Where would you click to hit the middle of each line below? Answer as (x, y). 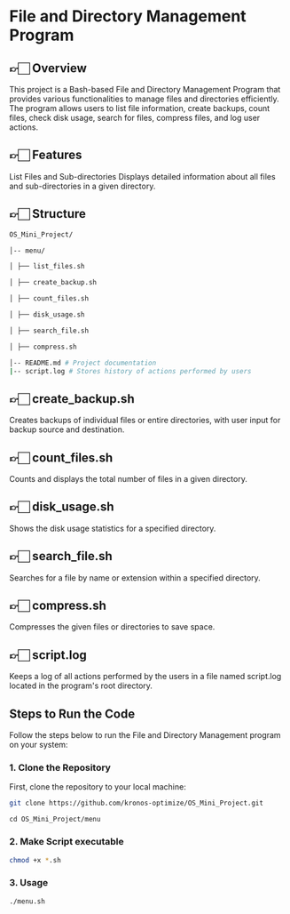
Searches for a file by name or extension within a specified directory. (135, 577)
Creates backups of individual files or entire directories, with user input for (145, 421)
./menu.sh (27, 901)
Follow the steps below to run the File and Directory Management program (145, 735)
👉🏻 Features (46, 155)
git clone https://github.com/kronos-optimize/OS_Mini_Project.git (137, 803)
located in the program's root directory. (81, 685)
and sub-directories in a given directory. (82, 186)
